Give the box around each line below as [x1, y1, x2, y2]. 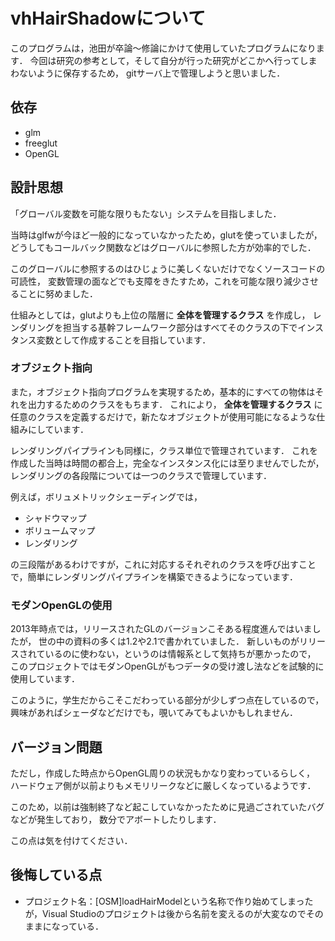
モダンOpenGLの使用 [10, 598, 113, 612]
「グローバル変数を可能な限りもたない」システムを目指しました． [10, 207, 282, 219]
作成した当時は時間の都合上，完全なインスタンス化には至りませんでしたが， [10, 457, 325, 469]
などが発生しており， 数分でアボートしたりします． [10, 813, 222, 825]
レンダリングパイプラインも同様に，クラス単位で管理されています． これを [10, 444, 318, 456]
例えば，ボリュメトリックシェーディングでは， [10, 490, 203, 503]
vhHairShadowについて [10, 7, 206, 30]
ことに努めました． [18, 287, 98, 299]
